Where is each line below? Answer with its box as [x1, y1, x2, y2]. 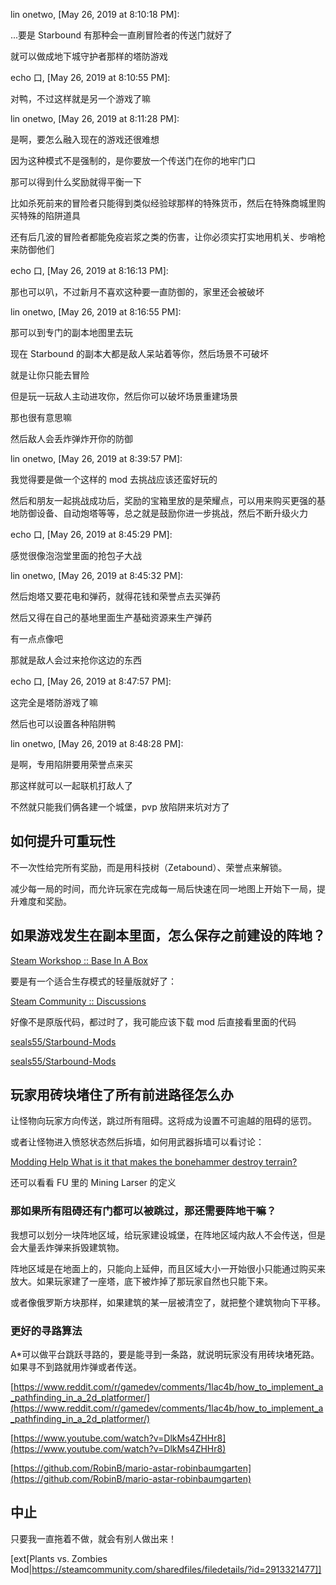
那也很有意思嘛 [10, 412, 72, 423]
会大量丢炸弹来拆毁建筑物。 [10, 1241, 125, 1253]
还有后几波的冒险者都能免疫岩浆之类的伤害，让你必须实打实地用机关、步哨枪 [10, 231, 326, 243]
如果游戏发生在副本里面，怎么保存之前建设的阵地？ [10, 927, 326, 944]
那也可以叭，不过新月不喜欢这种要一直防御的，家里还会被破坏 [10, 286, 265, 298]
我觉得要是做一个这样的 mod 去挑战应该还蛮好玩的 [10, 474, 218, 485]
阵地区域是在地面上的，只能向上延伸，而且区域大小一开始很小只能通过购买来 [10, 1262, 326, 1274]
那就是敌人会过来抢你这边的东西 [10, 654, 142, 666]
